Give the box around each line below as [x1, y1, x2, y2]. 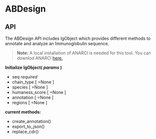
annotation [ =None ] [12, 94, 54, 100]
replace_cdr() [12, 129, 39, 134]
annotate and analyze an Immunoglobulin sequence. [5, 41, 109, 46]
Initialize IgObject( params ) [5, 64, 62, 70]
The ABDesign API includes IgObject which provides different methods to [5, 35, 151, 41]
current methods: [5, 109, 41, 115]
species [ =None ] [12, 84, 48, 90]
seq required [12, 74, 38, 79]
